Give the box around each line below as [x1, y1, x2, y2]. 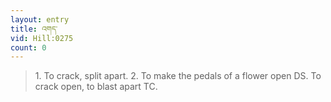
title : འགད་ [10, 24, 58, 34]
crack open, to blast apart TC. [34, 81, 158, 93]
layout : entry [10, 14, 70, 25]
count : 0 [10, 42, 47, 53]
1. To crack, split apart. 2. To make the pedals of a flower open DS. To [34, 70, 322, 82]
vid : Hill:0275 [10, 33, 74, 43]
